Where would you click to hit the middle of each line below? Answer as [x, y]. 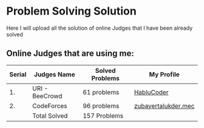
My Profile [165, 74]
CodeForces [50, 106]
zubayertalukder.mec [164, 106]
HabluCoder [151, 92]
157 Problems [103, 115]
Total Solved [50, 115]
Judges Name [55, 74]
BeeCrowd [47, 96]
